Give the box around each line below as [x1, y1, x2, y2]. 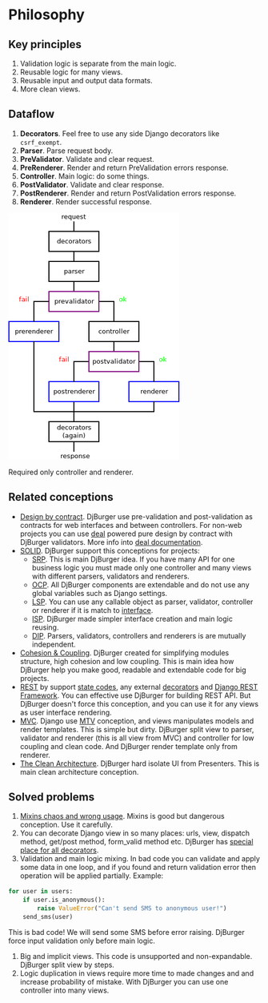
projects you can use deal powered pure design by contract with [19, 529, 234, 538]
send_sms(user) [22, 913, 74, 921]
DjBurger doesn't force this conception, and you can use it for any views [19, 699, 258, 708]
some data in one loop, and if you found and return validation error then [19, 863, 256, 872]
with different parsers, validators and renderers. [31, 571, 190, 581]
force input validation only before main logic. [8, 936, 156, 945]
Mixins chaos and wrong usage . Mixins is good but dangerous [19, 812, 226, 821]
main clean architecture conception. [19, 767, 139, 776]
